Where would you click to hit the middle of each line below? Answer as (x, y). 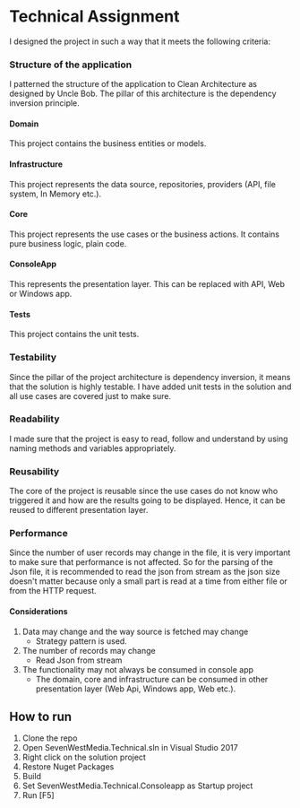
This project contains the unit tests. (74, 334)
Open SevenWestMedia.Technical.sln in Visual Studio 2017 (130, 748)
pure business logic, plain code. (68, 243)
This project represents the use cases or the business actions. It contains (145, 234)
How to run (41, 717)
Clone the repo (50, 738)
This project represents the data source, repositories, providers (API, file (142, 184)
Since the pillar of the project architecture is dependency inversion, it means (150, 377)
